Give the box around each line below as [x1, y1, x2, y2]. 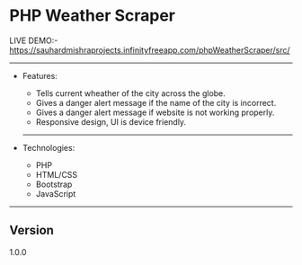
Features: [22, 70, 58, 81]
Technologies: [22, 142, 75, 153]
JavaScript [35, 188, 76, 199]
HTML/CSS [35, 169, 78, 180]
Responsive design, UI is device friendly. [35, 116, 187, 127]
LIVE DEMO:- [9, 35, 58, 46]
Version [9, 223, 54, 238]
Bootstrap [35, 179, 73, 190]
